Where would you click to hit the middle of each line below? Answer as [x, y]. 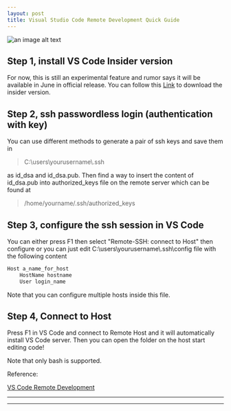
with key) [27, 125]
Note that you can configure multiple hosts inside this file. [89, 295]
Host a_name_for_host [38, 268]
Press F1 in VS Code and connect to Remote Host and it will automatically [111, 333]
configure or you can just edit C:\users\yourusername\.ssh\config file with [112, 249]
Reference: [23, 374]
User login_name [43, 282]
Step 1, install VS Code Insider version [90, 61]
